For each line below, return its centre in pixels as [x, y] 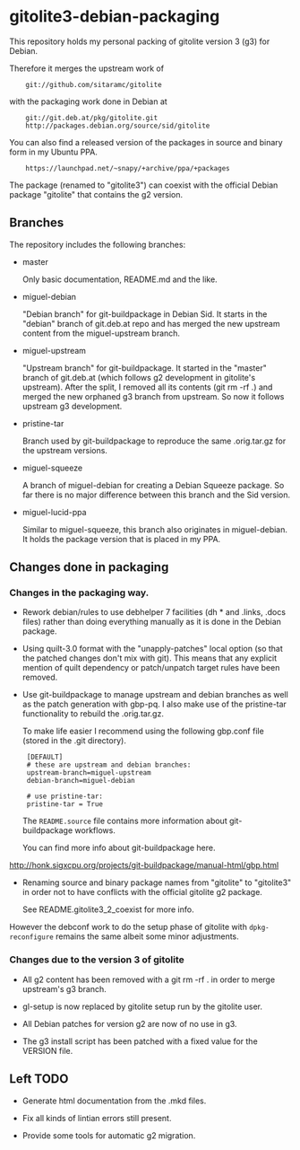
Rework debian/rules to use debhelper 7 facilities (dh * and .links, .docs [154, 612]
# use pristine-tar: [64, 796]
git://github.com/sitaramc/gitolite [94, 84]
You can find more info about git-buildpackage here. [119, 848]
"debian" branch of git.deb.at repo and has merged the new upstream [151, 323]
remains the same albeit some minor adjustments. [147, 936]
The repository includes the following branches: [98, 244]
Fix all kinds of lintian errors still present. [97, 1118]
